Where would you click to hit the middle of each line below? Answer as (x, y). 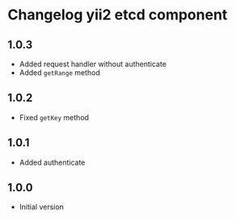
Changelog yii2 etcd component (118, 15)
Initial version (41, 207)
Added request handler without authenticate (93, 64)
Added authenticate (52, 162)
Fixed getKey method (54, 117)
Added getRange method (59, 73)
